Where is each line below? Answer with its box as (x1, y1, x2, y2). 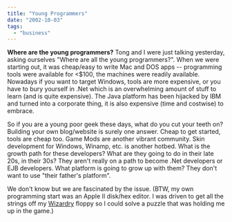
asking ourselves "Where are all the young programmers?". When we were (7, 56, 220, 64)
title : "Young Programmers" (7, 10, 88, 17)
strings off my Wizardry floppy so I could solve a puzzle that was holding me (7, 199, 225, 208)
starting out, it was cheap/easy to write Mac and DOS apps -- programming (7, 63, 222, 71)
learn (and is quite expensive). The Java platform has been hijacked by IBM (7, 92, 222, 101)
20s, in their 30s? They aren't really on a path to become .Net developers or (7, 157, 223, 165)
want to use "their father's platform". (7, 172, 111, 180)
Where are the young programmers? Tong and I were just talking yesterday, (7, 48, 225, 57)
